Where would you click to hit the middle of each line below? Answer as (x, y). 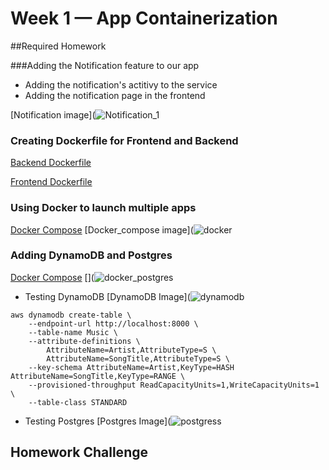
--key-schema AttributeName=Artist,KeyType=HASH (131, 367)
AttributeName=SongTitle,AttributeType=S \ (138, 358)
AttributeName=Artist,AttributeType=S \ (131, 350)
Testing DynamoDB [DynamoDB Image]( (107, 296)
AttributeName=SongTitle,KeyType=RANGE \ (98, 376)
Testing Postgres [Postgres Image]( (98, 421)
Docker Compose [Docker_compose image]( (102, 229)
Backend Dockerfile (51, 163)
